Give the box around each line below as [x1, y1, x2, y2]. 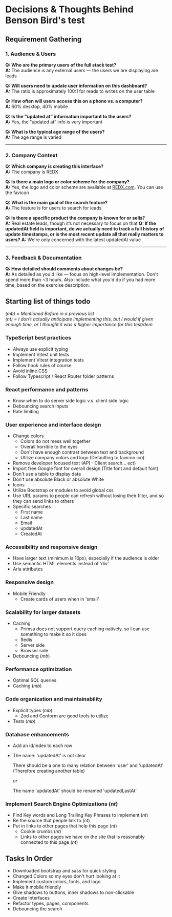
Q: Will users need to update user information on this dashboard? [5, 82, 147, 89]
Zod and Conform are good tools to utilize [20, 713, 109, 719]
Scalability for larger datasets [5, 608, 81, 615]
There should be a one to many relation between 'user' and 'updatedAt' [12, 762, 164, 769]
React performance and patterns [5, 386, 89, 393]
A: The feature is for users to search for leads [5, 205, 102, 211]
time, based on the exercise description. [5, 282, 90, 288]
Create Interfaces [12, 895, 50, 901]
